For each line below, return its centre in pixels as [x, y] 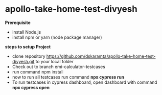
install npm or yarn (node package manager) [57, 37]
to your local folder [55, 61]
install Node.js [26, 32]
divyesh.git [23, 61]
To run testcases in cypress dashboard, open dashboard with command [85, 82]
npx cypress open [31, 87]
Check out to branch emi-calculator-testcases [58, 67]
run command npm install [38, 71]
